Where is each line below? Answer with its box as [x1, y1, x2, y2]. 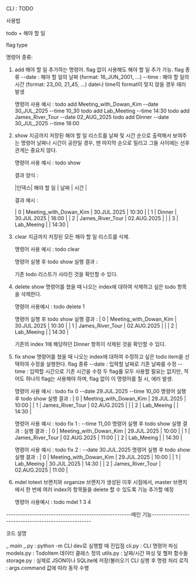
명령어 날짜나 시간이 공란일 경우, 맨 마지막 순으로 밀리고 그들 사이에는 [21, 140, 179, 146]
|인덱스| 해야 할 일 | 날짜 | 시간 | [14, 184, 87, 191]
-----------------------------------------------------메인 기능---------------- [6, 511, 190, 518]
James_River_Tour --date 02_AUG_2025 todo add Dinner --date [14, 114, 169, 120]
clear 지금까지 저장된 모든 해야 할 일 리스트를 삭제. [14, 233, 130, 240]
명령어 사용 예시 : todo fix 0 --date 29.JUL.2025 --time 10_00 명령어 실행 [14, 388, 187, 394]
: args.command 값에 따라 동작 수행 [6, 565, 89, 571]
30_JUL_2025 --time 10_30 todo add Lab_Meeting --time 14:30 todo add [14, 107, 190, 114]
